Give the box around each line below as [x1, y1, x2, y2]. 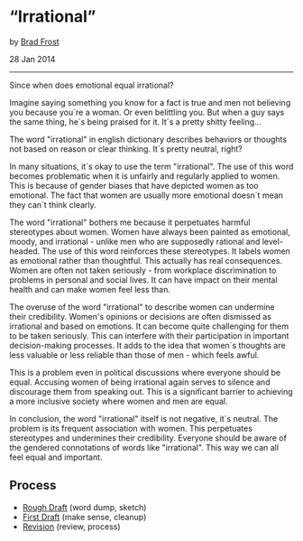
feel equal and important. [9, 452, 103, 462]
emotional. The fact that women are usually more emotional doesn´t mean [9, 190, 284, 201]
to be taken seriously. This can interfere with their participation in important [9, 330, 289, 340]
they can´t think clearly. [9, 199, 96, 210]
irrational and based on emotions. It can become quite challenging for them [9, 321, 289, 331]
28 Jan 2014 [9, 53, 56, 64]
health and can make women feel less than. [9, 284, 171, 294]
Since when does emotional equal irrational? [9, 79, 174, 90]
